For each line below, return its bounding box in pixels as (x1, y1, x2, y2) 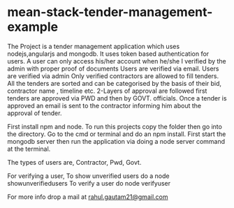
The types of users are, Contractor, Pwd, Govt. (7, 158, 142, 166)
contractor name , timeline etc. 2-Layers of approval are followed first (7, 87, 207, 95)
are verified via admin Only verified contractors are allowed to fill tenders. (7, 71, 219, 80)
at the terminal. (7, 144, 51, 153)
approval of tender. (7, 109, 62, 117)
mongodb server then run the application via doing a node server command (7, 137, 226, 145)
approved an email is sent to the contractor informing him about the (7, 101, 202, 110)
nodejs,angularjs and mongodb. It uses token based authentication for (7, 50, 210, 58)
